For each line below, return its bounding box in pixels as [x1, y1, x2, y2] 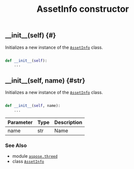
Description [54, 119, 83, 126]
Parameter [7, 119, 33, 126]
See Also [5, 142, 27, 149]
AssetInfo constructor [36, 3, 129, 15]
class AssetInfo [12, 159, 44, 165]
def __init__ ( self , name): [5, 103, 61, 108]
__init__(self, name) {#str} [5, 76, 85, 85]
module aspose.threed [12, 153, 58, 159]
